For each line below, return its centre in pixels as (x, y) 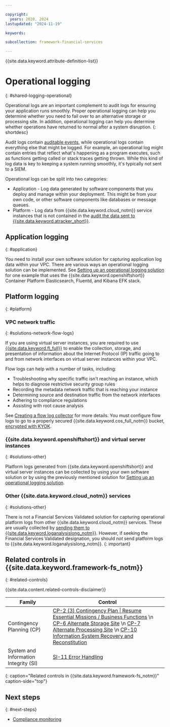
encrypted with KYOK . (28, 426)
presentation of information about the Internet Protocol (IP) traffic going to (82, 354)
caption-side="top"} (26, 681)
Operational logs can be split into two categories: (56, 179)
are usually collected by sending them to (48, 528)
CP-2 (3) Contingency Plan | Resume (97, 611)
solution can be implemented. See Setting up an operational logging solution (85, 270)
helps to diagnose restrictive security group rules (64, 384)
